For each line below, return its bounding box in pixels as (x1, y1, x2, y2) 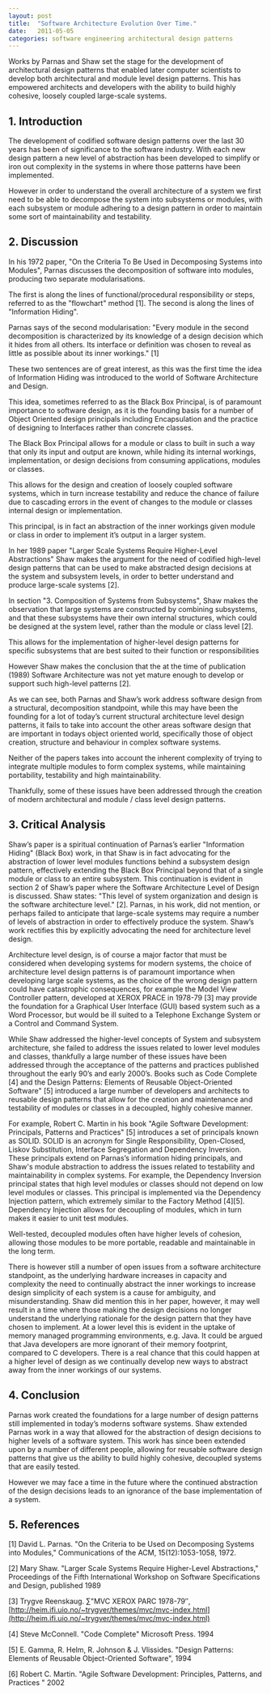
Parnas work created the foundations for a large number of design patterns (8, 1410, 259, 1420)
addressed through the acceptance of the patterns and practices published (8, 1059, 260, 1069)
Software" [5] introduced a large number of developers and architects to (8, 1085, 250, 1095)
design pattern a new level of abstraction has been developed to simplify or (8, 153, 260, 163)
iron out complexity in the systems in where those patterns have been (8, 162, 241, 172)
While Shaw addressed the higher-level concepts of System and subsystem (8, 1034, 261, 1044)
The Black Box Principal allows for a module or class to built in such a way (8, 438, 256, 448)
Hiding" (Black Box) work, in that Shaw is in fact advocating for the (8, 847, 231, 858)
